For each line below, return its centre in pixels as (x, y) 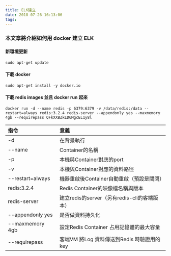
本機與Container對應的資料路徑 (97, 169)
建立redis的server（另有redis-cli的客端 (106, 198)
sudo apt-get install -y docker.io (43, 85)
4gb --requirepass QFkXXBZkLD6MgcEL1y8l (49, 117)
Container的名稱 (79, 150)
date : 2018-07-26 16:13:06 (34, 15)
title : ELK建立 (21, 10)
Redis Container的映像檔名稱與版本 (102, 188)
